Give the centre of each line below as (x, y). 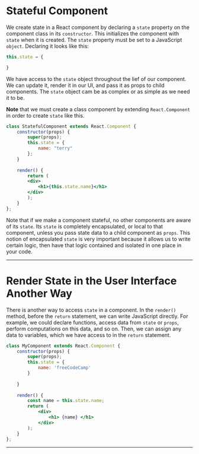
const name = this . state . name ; (66, 401)
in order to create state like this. (45, 115)
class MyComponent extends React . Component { (63, 346)
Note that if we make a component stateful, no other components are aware (99, 220)
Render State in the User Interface (92, 280)
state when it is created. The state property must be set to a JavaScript (94, 40)
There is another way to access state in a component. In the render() (91, 310)
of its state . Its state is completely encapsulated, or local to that (85, 226)
